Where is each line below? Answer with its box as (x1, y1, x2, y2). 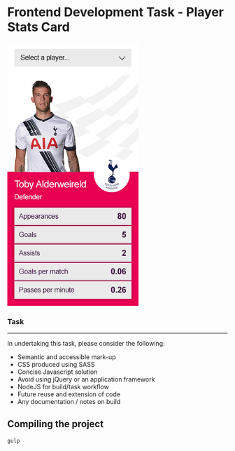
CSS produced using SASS (17, 361, 95, 369)
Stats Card (7, 19, 70, 35)
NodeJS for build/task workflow (17, 383, 110, 391)
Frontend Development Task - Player (7, 4, 225, 20)
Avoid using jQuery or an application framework (17, 375, 155, 384)
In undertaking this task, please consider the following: (7, 339, 166, 348)
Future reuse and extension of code (17, 390, 121, 398)
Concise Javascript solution (17, 368, 98, 376)
